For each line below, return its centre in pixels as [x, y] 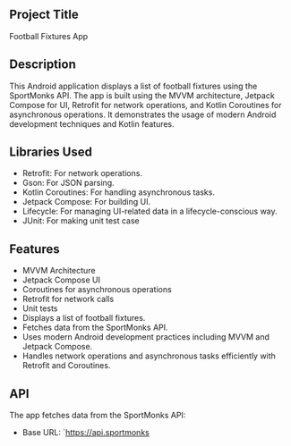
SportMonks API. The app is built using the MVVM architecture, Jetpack [142, 95]
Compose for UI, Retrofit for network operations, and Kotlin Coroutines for [145, 105]
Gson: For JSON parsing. [68, 183]
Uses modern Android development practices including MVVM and [146, 337]
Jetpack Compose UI [61, 280]
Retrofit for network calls [68, 299]
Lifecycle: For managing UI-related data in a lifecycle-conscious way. [150, 211]
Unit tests [40, 308]
